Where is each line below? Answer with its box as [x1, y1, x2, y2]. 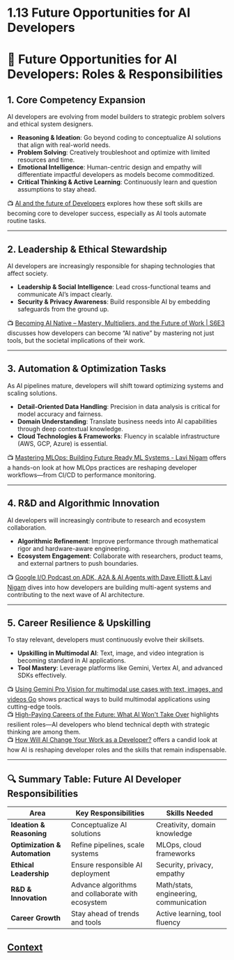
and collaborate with [70, 889, 138, 899]
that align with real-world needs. [17, 141, 111, 149]
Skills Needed [166, 808, 214, 818]
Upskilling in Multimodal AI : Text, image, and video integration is [17, 649, 204, 658]
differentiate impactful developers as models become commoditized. [17, 171, 215, 179]
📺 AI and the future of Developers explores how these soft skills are [7, 199, 203, 208]
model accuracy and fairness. [17, 410, 103, 418]
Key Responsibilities [75, 808, 145, 818]
